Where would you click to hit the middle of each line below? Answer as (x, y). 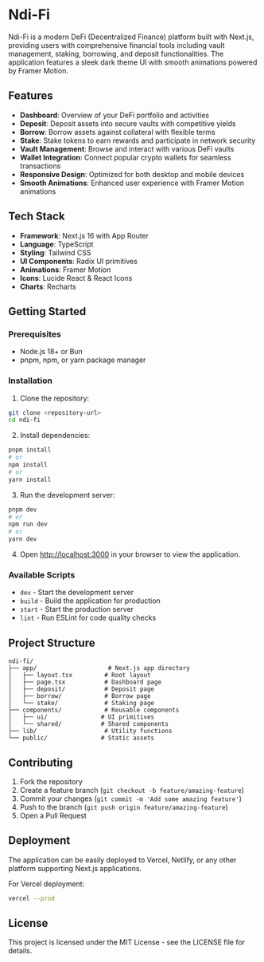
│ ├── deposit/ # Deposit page (82, 689)
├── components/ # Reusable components (94, 710)
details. (20, 951)
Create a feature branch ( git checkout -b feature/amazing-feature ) (132, 790)
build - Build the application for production (90, 601)
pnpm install (30, 450)
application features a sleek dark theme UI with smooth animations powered (133, 62)
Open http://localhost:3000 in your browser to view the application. (130, 554)
